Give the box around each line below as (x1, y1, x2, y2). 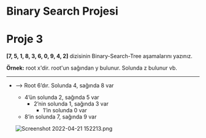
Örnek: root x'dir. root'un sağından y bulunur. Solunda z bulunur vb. (6, 64, 178, 71)
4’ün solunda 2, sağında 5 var (24, 93, 99, 101)
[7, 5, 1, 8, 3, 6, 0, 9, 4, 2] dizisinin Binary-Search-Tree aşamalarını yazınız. (6, 53, 193, 60)
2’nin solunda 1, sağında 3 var (33, 100, 109, 107)
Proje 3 (6, 32, 44, 46)
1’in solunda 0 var (42, 107, 87, 114)
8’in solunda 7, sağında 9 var (24, 113, 97, 120)
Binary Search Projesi (6, 4, 118, 18)
